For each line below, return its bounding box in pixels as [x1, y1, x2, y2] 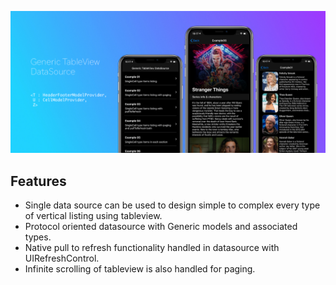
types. [24, 231, 52, 243]
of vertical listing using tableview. [24, 210, 163, 222]
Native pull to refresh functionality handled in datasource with [24, 242, 280, 254]
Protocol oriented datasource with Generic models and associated [24, 221, 298, 233]
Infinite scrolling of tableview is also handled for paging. [24, 263, 256, 275]
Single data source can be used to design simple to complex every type [24, 199, 321, 211]
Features [10, 172, 67, 190]
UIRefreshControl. [24, 252, 100, 265]
